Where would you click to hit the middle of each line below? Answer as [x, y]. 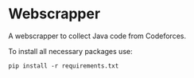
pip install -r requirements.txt [64, 66]
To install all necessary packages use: [70, 51]
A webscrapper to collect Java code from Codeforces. [97, 36]
